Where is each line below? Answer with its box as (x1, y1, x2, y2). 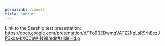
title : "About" (5, 12, 36, 16)
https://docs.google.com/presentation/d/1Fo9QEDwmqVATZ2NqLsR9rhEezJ (5, 30, 160, 36)
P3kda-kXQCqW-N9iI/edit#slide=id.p (5, 35, 80, 41)
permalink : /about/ (5, 7, 45, 12)
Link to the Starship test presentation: (5, 25, 81, 31)
